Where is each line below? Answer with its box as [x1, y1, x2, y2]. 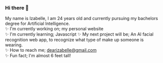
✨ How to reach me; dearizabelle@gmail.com [5, 47, 97, 53]
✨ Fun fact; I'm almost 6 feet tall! [5, 53, 71, 59]
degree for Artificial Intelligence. [5, 21, 70, 26]
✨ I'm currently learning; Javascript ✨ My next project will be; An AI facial [5, 31, 154, 37]
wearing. [5, 42, 23, 48]
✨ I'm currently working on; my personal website [5, 26, 104, 32]
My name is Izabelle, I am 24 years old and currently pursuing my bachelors [5, 16, 158, 21]
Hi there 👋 [5, 4, 29, 11]
